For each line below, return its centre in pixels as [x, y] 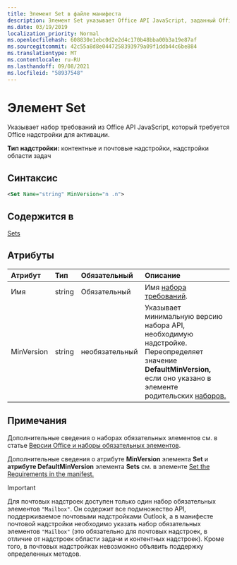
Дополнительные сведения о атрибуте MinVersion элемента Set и [108, 458]
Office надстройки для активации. [59, 135]
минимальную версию [184, 316]
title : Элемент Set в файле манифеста [64, 14]
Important [22, 487]
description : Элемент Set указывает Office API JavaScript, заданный [112, 20]
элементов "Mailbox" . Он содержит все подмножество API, [97, 509]
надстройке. [166, 343]
